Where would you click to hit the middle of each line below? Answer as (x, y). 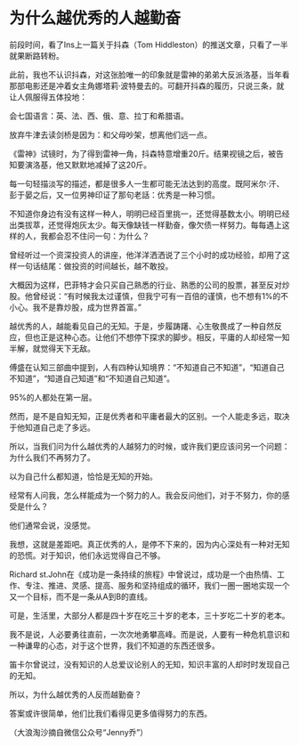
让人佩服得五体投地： (48, 97)
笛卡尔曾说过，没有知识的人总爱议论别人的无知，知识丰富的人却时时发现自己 (149, 664)
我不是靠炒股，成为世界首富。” (87, 307)
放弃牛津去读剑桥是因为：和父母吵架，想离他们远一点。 (110, 134)
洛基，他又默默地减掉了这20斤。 (92, 165)
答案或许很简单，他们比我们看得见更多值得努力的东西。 (110, 713)
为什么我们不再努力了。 (52, 457)
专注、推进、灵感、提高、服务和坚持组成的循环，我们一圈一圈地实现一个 (157, 585)
